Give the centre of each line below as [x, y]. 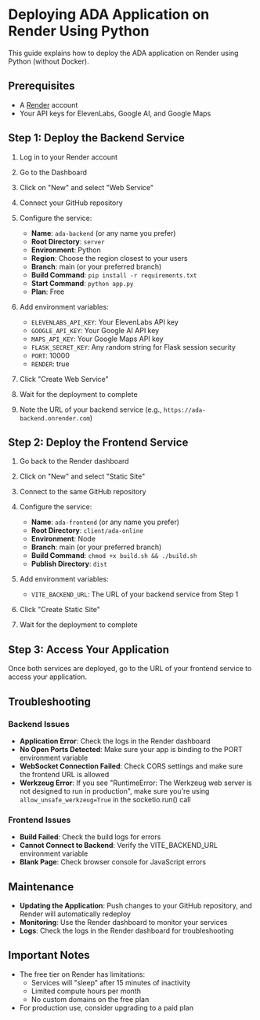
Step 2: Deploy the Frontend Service [98, 442]
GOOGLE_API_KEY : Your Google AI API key [95, 330]
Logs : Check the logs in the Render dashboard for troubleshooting [126, 930]
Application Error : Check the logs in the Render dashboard [115, 741]
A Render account [49, 105]
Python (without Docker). [49, 61]
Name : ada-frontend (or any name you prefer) [105, 522]
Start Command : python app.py [82, 283]
